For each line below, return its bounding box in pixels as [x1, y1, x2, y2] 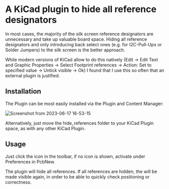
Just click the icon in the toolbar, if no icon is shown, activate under [5, 153, 145, 159]
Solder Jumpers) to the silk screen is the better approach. [5, 47, 125, 53]
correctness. [5, 179, 32, 185]
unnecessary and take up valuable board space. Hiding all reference [5, 36, 147, 42]
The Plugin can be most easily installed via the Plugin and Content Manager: [5, 101, 164, 107]
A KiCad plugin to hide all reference [5, 4, 157, 15]
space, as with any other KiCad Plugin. [5, 125, 86, 131]
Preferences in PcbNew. [5, 158, 55, 164]
